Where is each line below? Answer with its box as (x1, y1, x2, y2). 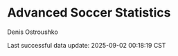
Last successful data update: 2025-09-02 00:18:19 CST (7, 41, 166, 49)
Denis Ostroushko (7, 28, 59, 36)
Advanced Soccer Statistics (7, 5, 171, 21)
